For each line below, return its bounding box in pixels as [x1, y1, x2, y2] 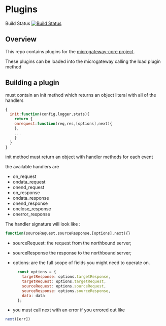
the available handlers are [5, 164, 59, 170]
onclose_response [12, 206, 52, 212]
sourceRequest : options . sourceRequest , [22, 283, 107, 288]
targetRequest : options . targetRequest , [22, 279, 107, 284]
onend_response [12, 200, 48, 206]
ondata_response [12, 195, 49, 201]
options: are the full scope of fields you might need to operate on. [12, 260, 150, 266]
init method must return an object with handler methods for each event [5, 154, 153, 160]
